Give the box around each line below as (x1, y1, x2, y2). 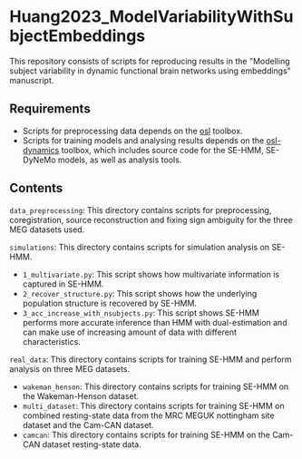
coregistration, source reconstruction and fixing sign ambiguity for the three (9, 214, 293, 225)
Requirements (9, 102, 91, 117)
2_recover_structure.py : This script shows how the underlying (22, 288, 258, 298)
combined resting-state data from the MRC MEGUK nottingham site (22, 410, 275, 421)
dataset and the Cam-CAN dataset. (22, 419, 154, 430)
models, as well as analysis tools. (57, 154, 182, 165)
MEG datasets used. (9, 224, 85, 235)
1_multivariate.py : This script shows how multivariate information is (22, 269, 279, 279)
